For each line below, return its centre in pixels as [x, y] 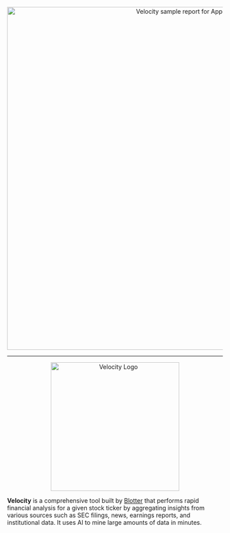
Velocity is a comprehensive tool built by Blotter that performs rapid [103, 500]
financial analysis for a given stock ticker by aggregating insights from [106, 508]
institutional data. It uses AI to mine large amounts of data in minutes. [104, 522]
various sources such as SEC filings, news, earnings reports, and [99, 515]
